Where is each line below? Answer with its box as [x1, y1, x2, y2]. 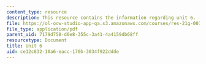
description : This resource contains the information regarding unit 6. [6, 15, 196, 21]
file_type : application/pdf [6, 26, 78, 32]
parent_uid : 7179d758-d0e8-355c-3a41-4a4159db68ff [6, 32, 139, 38]
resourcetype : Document [6, 37, 67, 43]
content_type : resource [6, 9, 67, 15]
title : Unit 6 [6, 43, 43, 49]
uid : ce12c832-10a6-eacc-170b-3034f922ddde [6, 49, 120, 55]
